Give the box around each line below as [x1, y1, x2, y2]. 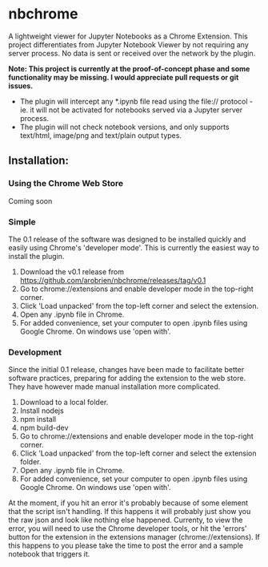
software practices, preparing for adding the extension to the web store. [8, 374, 246, 383]
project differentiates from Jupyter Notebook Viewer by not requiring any [8, 39, 250, 49]
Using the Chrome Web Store [8, 178, 124, 189]
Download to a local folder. [19, 398, 109, 407]
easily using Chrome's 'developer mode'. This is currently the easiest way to [8, 242, 260, 253]
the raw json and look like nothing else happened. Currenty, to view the [8, 515, 243, 525]
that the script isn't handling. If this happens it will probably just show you [8, 507, 251, 516]
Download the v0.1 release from [19, 266, 124, 277]
